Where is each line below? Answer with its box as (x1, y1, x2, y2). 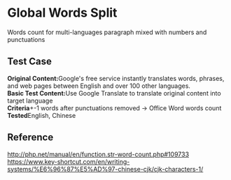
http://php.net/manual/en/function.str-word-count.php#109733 (7, 150, 190, 158)
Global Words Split (7, 5, 118, 21)
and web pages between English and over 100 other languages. (7, 82, 191, 90)
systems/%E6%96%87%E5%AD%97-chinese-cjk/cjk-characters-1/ (7, 165, 204, 173)
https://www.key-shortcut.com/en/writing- (7, 157, 130, 165)
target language (7, 96, 53, 105)
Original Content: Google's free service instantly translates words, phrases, (7, 74, 225, 82)
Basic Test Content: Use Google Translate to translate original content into (7, 89, 222, 97)
